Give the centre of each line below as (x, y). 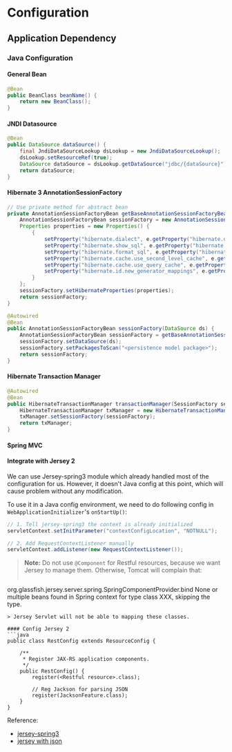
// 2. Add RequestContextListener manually (71, 543)
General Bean (27, 75)
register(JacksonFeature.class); (80, 695)
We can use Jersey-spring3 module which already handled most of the (108, 476)
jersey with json (39, 741)
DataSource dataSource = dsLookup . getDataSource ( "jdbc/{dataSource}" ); (125, 164)
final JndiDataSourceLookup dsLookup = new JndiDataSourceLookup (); (120, 151)
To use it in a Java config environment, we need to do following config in (110, 504)
